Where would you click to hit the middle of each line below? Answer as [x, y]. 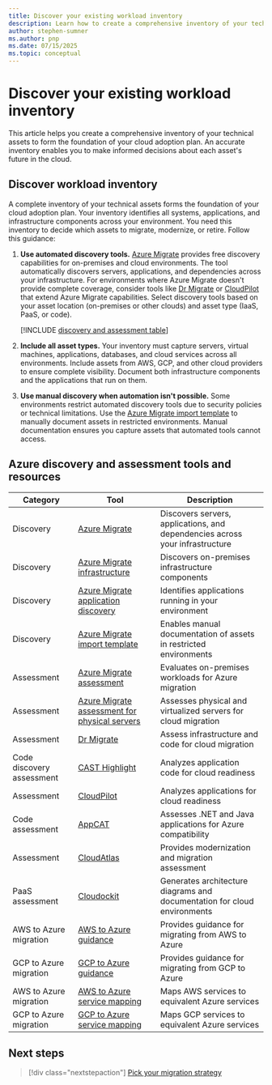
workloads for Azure [199, 677]
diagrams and [187, 891]
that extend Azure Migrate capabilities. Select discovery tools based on [139, 297]
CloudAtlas [99, 857]
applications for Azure [202, 824]
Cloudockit [99, 896]
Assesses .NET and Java [208, 814]
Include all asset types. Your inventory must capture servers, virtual [134, 346]
